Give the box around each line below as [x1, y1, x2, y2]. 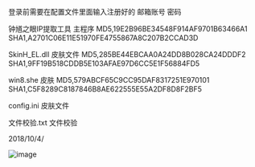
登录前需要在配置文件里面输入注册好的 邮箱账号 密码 [8, 7, 182, 16]
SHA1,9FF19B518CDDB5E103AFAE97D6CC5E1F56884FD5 [8, 59, 200, 68]
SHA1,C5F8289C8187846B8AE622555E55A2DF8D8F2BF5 [8, 84, 203, 94]
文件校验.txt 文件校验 [8, 118, 78, 127]
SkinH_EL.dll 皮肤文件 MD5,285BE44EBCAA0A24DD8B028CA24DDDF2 [8, 50, 247, 59]
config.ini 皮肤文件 [8, 101, 70, 110]
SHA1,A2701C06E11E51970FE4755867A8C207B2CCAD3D [8, 33, 199, 43]
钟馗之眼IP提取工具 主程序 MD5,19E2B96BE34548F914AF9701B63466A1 [8, 24, 248, 34]
